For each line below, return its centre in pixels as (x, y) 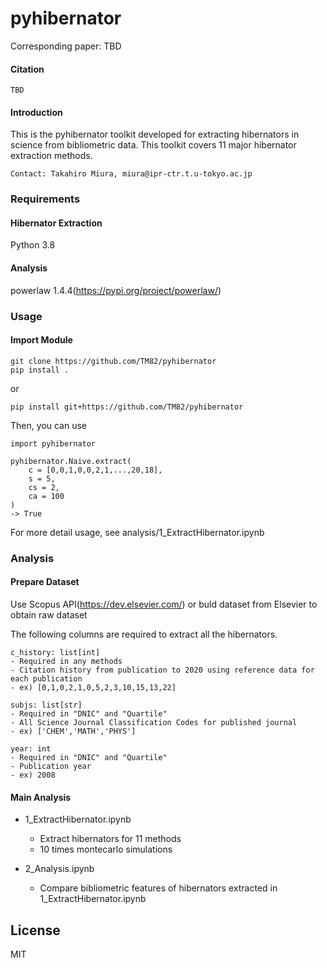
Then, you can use (48, 425)
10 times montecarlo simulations (106, 849)
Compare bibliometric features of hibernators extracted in (158, 888)
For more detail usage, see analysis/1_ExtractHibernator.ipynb (137, 532)
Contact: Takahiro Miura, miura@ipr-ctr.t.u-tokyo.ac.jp (131, 174)
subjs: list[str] (46, 705)
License (35, 930)
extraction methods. (51, 156)
